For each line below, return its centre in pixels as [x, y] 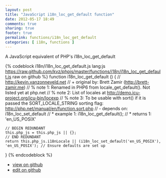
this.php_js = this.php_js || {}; [41, 133]
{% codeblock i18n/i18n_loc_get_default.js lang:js [55, 66]
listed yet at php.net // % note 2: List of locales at [55, 92]
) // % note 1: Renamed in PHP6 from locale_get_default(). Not [87, 87]
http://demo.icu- [124, 92]
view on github [28, 165]
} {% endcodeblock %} [29, 155]
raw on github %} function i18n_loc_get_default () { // [66, 77]
